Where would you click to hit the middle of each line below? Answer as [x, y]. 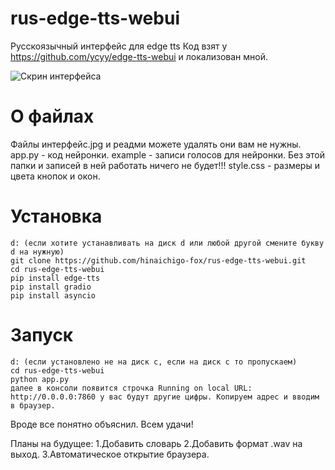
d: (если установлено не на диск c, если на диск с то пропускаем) [154, 362]
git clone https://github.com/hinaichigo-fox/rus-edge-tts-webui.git [158, 260]
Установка [56, 216]
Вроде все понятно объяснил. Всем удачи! [102, 424]
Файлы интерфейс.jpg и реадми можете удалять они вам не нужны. [156, 144]
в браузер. [33, 405]
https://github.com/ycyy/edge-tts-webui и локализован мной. [139, 56]
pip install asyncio [53, 295]
